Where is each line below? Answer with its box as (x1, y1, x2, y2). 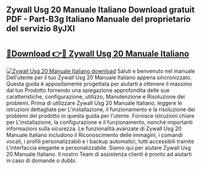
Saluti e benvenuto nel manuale (117, 67, 196, 75)
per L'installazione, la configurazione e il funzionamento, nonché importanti (6, 118, 193, 126)
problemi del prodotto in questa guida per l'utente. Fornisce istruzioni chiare (6, 112, 194, 119)
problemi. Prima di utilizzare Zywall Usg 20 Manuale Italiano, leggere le (6, 99, 182, 106)
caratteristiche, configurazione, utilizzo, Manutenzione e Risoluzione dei (6, 93, 185, 100)
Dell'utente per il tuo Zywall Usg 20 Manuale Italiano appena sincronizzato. (6, 74, 192, 81)
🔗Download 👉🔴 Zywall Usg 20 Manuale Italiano (6, 48, 190, 59)
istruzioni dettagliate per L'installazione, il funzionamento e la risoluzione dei (6, 106, 196, 113)
